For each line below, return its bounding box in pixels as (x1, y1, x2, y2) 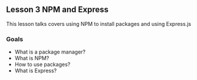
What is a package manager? (14, 48, 86, 55)
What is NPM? (14, 55, 50, 62)
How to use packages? (14, 61, 71, 68)
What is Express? (14, 67, 57, 74)
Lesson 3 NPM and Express (6, 5, 109, 15)
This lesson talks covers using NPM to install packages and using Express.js (6, 20, 192, 27)
